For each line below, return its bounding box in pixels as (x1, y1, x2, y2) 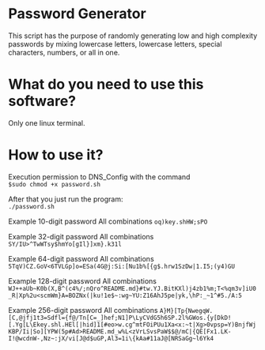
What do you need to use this (8, 76, 204, 93)
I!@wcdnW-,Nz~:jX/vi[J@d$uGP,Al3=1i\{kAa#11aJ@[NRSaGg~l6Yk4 (8, 334, 214, 342)
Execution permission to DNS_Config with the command (8, 171, 191, 182)
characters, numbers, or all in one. (8, 47, 120, 57)
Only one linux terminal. (8, 118, 85, 127)
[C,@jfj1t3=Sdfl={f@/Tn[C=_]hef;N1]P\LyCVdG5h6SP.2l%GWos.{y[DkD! (8, 314, 232, 322)
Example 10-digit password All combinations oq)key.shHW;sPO (8, 216, 208, 226)
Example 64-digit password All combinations (8, 254, 154, 263)
